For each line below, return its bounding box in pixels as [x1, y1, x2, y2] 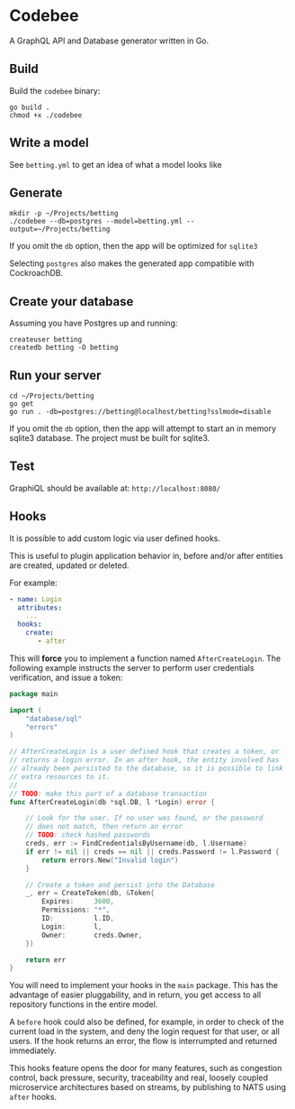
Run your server [9, 367, 102, 383]
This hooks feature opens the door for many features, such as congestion [9, 1063, 282, 1074]
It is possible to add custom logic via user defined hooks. [9, 533, 221, 544]
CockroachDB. [9, 268, 64, 279]
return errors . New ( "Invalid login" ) [41, 856, 179, 865]
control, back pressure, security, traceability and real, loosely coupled [9, 1072, 268, 1083]
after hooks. [9, 1092, 57, 1103]
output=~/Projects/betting [9, 225, 111, 234]
